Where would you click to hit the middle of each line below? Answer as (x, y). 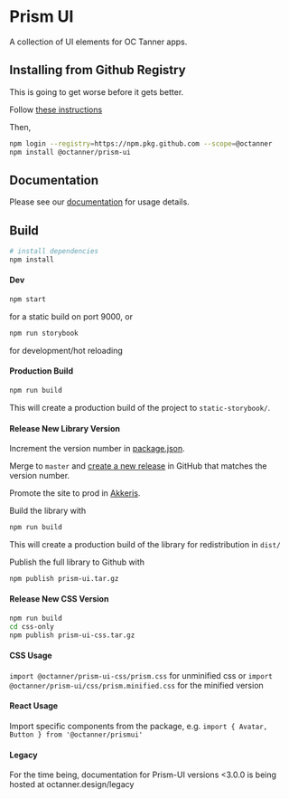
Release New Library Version (65, 428)
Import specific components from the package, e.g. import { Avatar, (139, 727)
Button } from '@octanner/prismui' (76, 735)
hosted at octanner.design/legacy (72, 785)
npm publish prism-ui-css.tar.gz (72, 635)
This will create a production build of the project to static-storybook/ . (140, 407)
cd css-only (32, 626)
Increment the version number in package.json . (97, 449)
